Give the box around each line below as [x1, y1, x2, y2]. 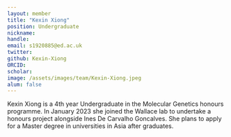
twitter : [7, 49, 33, 56]
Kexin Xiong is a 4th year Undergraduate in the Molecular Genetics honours [7, 100, 224, 108]
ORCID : [7, 62, 26, 68]
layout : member [7, 10, 51, 17]
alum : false [7, 81, 42, 88]
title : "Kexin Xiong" [7, 17, 70, 24]
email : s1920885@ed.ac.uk [7, 42, 82, 49]
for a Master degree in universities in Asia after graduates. [7, 122, 174, 130]
